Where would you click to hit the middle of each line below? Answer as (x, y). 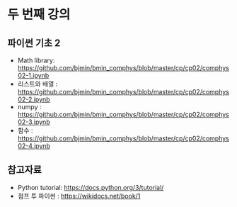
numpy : (29, 107)
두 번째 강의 (39, 15)
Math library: (36, 60)
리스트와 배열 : (37, 84)
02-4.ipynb (34, 146)
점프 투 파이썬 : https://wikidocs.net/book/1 (79, 196)
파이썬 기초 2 (34, 43)
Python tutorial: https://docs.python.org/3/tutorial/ (91, 187)
